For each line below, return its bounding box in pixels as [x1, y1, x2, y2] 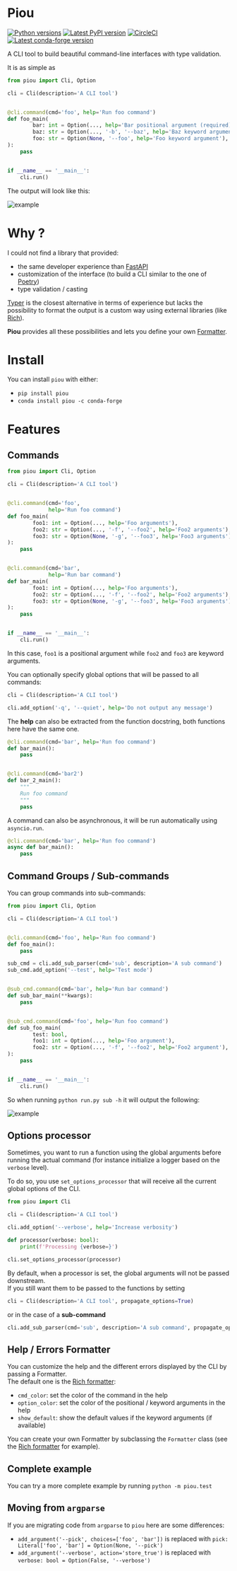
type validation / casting [17, 284, 88, 293]
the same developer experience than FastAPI [17, 262, 148, 270]
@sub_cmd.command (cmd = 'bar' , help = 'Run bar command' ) [7, 985, 169, 993]
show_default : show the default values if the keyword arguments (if [17, 1413, 213, 1422]
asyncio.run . [7, 823, 44, 832]
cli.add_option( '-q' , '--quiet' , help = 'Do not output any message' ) [7, 704, 213, 712]
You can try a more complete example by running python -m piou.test [7, 1482, 213, 1490]
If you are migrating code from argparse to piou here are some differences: [7, 1521, 224, 1529]
